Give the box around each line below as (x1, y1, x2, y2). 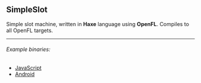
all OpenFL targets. (6, 27, 53, 34)
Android (14, 71, 35, 78)
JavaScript (14, 65, 42, 72)
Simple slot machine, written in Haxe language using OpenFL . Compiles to (6, 20, 190, 27)
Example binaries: (6, 46, 51, 53)
